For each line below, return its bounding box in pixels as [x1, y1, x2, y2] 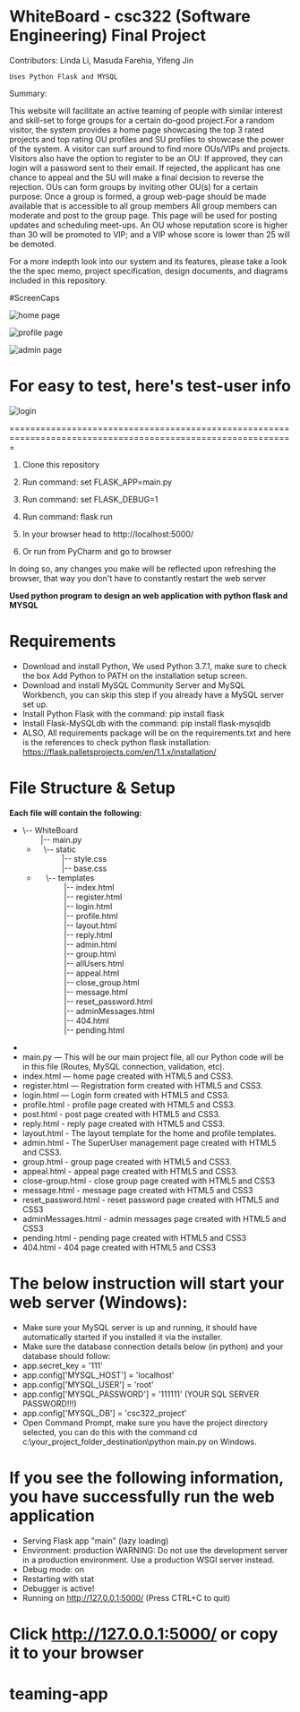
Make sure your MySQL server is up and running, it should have [21, 1321, 258, 1332]
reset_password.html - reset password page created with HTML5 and [21, 1194, 279, 1205]
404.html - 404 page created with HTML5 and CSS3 [21, 1242, 217, 1252]
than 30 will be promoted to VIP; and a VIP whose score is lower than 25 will [9, 228, 291, 239]
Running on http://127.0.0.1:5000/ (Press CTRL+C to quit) [21, 1592, 231, 1603]
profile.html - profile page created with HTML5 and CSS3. [21, 1099, 236, 1110]
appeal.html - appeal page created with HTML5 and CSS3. [21, 1166, 239, 1176]
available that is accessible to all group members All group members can [9, 200, 278, 211]
